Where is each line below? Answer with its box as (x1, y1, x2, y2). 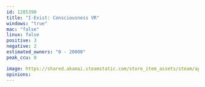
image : (6, 66, 23, 72)
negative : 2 (6, 43, 37, 50)
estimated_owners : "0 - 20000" (6, 49, 86, 55)
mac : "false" (6, 26, 40, 32)
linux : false (6, 32, 40, 38)
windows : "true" (6, 20, 48, 26)
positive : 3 (6, 37, 37, 43)
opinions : (6, 71, 32, 77)
